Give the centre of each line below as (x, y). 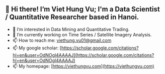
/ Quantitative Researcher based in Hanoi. (72, 17)
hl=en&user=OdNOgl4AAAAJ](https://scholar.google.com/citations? (83, 55)
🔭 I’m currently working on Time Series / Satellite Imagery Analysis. (82, 34)
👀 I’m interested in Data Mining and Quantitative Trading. (71, 29)
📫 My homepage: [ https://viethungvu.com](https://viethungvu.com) (83, 66)
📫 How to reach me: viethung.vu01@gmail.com (62, 40)
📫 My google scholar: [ (37, 48)
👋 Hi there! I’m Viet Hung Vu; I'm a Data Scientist (82, 9)
